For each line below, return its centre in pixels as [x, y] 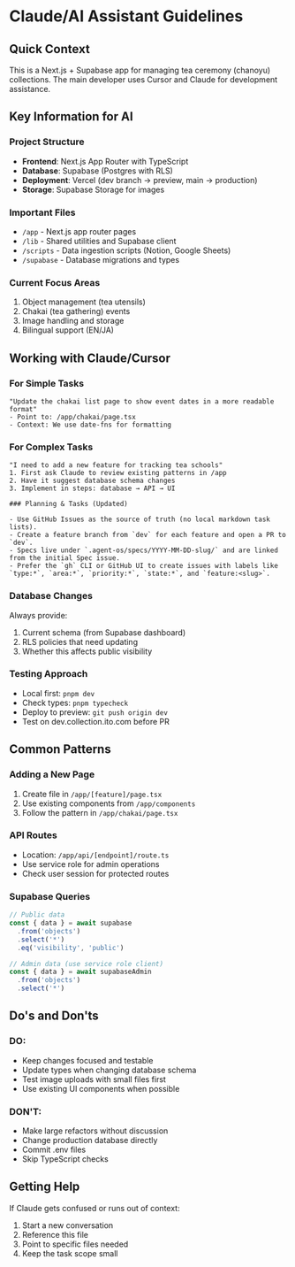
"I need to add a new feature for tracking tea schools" [116, 465]
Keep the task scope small [70, 1253]
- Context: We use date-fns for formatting [91, 425]
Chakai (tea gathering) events [76, 311]
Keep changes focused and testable [87, 1060]
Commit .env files [54, 1149]
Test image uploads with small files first [94, 1079]
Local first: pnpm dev [58, 693]
